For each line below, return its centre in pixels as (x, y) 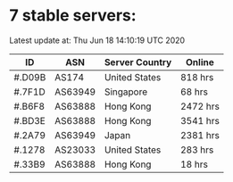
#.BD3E (30, 120)
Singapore (126, 92)
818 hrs (197, 77)
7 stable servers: (73, 16)
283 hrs (197, 150)
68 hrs (194, 92)
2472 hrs (200, 106)
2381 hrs (200, 135)
